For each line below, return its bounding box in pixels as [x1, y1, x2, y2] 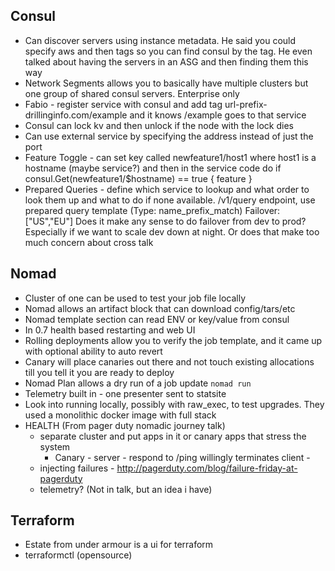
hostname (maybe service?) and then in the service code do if [24, 162, 282, 174]
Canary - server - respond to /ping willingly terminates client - [54, 451, 311, 463]
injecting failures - [39, 462, 115, 474]
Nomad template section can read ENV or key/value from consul [24, 313, 290, 325]
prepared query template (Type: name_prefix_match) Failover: [24, 204, 281, 216]
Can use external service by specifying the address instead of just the [24, 130, 314, 142]
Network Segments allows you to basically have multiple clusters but [24, 77, 309, 89]
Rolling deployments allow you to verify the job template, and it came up [24, 334, 323, 346]
